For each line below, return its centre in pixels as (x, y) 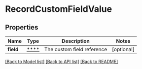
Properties (22, 27)
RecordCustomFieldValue (59, 9)
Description (76, 41)
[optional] (123, 49)
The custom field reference (76, 49)
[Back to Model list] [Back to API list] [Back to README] (62, 62)
